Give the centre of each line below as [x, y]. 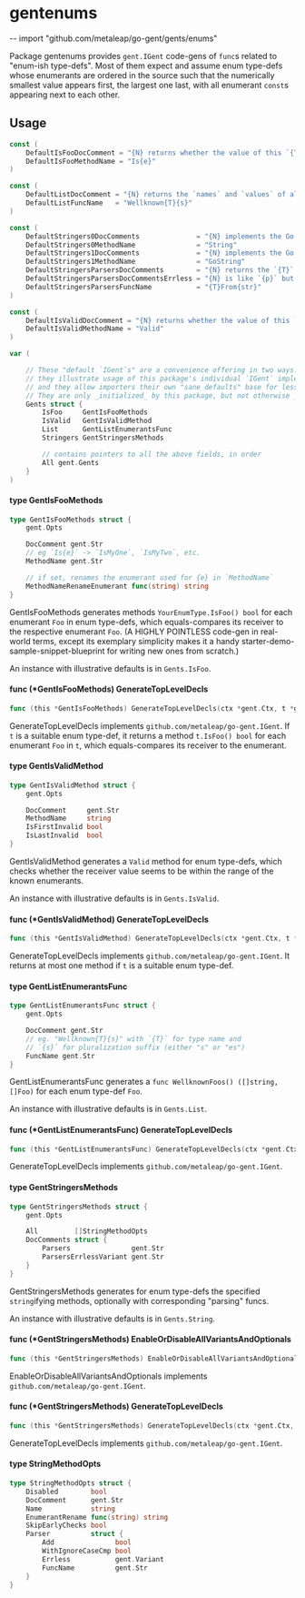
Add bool [87, 1542]
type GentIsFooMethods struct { [70, 520]
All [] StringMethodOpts [87, 1231]
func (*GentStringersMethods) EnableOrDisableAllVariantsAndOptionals [151, 1340]
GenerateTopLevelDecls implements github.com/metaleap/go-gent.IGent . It [150, 956]
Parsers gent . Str [103, 1249]
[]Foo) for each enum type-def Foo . [76, 1091]
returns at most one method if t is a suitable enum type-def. [122, 966]
